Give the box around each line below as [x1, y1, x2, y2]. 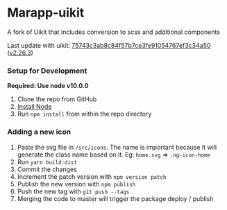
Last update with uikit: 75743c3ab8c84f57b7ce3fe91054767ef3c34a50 [7, 41, 211, 49]
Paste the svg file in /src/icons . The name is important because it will [17, 143, 217, 151]
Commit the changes [17, 165, 78, 173]
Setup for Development [7, 66, 87, 76]
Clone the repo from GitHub [17, 95, 97, 103]
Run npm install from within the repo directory [17, 110, 152, 119]
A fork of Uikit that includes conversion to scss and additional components [7, 28, 221, 36]
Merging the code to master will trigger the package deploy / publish [17, 194, 214, 202]
